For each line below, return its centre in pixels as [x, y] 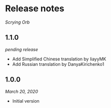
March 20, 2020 [22, 91]
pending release [22, 49]
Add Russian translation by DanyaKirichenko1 [58, 64]
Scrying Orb [18, 22]
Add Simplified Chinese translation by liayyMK [59, 59]
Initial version [26, 101]
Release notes [35, 9]
